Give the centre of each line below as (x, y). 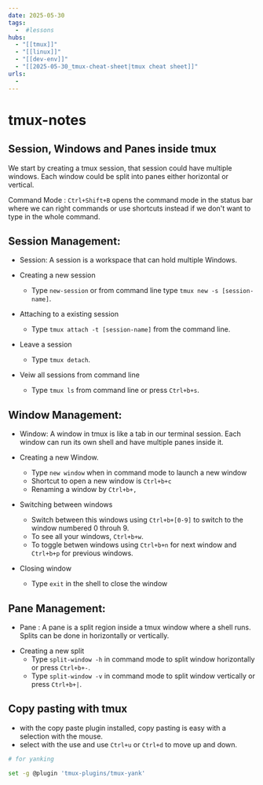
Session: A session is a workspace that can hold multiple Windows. (128, 260)
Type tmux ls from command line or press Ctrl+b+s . (115, 391)
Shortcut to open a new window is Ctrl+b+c (101, 481)
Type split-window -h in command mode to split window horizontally (143, 659)
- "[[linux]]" (38, 52)
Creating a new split (52, 651)
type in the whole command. (54, 216)
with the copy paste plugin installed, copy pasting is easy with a (122, 728)
